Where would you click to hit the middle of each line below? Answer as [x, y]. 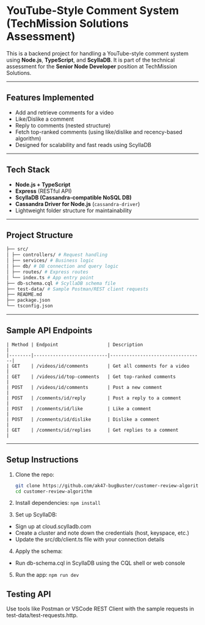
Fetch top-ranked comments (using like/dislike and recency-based [99, 132]
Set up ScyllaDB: [36, 515]
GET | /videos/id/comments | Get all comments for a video [101, 366]
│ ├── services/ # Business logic [50, 261]
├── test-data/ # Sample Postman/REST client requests [77, 289]
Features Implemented [50, 98]
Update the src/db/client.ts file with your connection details [90, 540]
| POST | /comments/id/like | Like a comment [79, 409]
